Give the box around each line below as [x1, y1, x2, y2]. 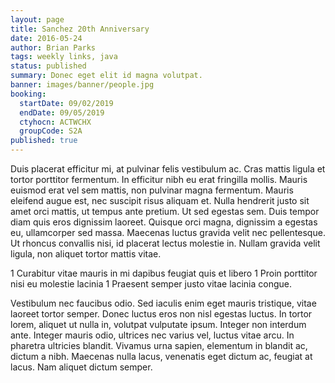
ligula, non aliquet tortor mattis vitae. [10, 248, 162, 260]
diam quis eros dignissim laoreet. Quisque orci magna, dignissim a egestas [10, 216, 318, 228]
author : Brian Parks [10, 42, 97, 53]
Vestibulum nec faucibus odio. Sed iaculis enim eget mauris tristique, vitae [10, 297, 317, 309]
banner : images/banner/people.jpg [10, 80, 155, 90]
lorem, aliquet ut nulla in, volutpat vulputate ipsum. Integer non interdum [10, 319, 307, 330]
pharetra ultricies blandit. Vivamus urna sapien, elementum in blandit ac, [10, 340, 308, 351]
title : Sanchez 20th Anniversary [10, 24, 150, 34]
